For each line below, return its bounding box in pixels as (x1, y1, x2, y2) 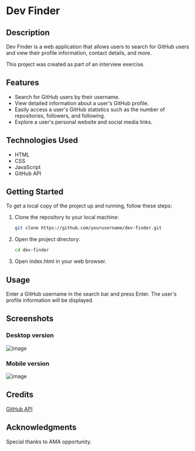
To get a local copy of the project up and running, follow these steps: (6, 202, 173, 209)
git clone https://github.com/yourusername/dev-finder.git (14, 225, 162, 231)
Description (6, 28, 50, 38)
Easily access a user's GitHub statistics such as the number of (14, 106, 165, 113)
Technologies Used (6, 135, 78, 145)
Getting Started (6, 187, 64, 197)
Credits (6, 390, 34, 400)
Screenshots (6, 313, 54, 324)
